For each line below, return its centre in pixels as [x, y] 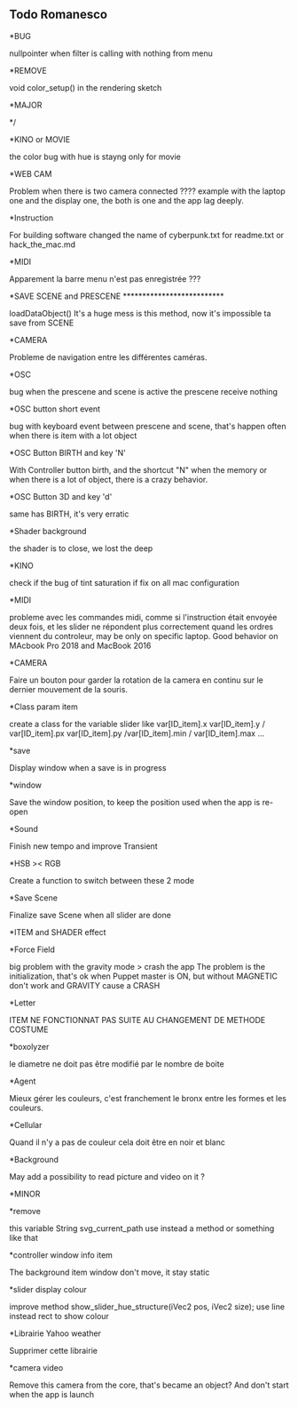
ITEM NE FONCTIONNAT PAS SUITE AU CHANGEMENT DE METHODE [137, 1020]
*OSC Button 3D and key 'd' [61, 496]
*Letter [23, 1003]
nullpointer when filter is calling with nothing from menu [111, 53]
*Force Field [32, 949]
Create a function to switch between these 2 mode [102, 880]
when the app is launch [52, 1394]
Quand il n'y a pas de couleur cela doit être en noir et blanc [118, 1142]
